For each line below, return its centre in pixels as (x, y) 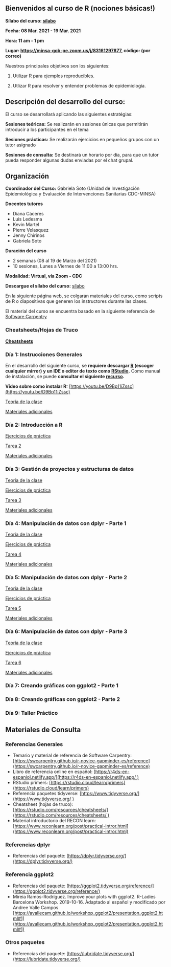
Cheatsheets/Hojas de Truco (42, 330)
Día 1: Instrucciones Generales (44, 354)
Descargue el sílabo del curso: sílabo (45, 286)
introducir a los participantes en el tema (47, 129)
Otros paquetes (25, 942)
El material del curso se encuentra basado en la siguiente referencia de (80, 311)
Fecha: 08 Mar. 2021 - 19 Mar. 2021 (43, 31)
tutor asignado (21, 145)
